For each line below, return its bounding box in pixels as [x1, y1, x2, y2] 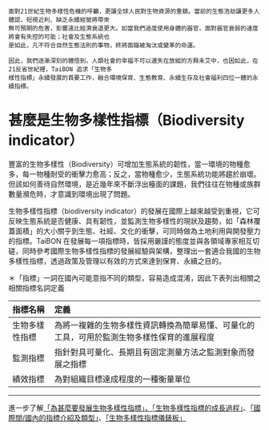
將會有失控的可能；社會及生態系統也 [8, 33, 110, 41]
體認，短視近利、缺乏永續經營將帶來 [8, 16, 110, 24]
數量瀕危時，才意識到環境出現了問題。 [8, 189, 134, 198]
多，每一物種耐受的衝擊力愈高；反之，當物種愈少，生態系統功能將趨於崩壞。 [8, 169, 261, 178]
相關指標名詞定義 [8, 283, 65, 293]
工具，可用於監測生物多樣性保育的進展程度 [54, 331, 215, 342]
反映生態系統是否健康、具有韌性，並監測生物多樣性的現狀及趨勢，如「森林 [8, 216, 254, 225]
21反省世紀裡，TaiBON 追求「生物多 [8, 66, 113, 74]
